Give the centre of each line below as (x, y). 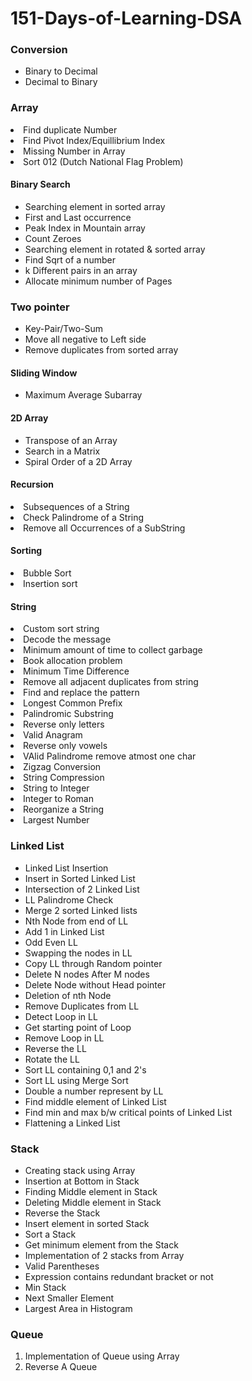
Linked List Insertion (66, 868)
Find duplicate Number (70, 129)
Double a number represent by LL (94, 1091)
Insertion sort (50, 584)
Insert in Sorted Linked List (80, 878)
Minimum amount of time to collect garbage (113, 650)
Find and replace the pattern (81, 693)
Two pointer (40, 307)
